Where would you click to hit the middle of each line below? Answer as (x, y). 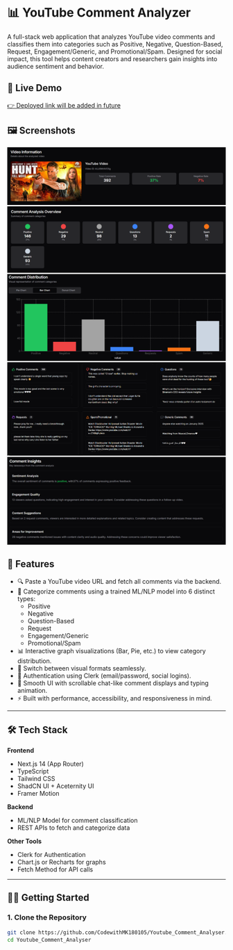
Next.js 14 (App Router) (51, 764)
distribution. (34, 661)
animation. (32, 690)
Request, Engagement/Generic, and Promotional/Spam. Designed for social (115, 51)
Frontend (21, 750)
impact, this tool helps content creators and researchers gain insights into (112, 58)
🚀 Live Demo (35, 88)
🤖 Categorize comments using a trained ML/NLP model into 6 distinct (116, 591)
